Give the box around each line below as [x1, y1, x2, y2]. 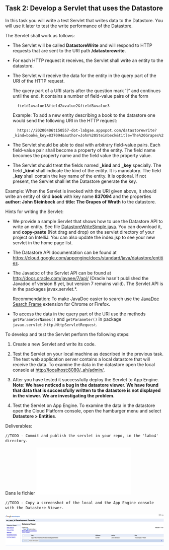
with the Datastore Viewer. [5, 505, 64, 510]
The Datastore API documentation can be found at [12, 249, 117, 255]
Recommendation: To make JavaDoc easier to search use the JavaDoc [12, 296, 159, 302]
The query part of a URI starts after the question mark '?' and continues [12, 88, 161, 94]
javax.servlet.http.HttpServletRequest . [12, 321, 98, 327]
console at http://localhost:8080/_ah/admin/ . [12, 367, 105, 373]
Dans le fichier [5, 490, 35, 496]
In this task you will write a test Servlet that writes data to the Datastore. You [5, 17, 163, 23]
